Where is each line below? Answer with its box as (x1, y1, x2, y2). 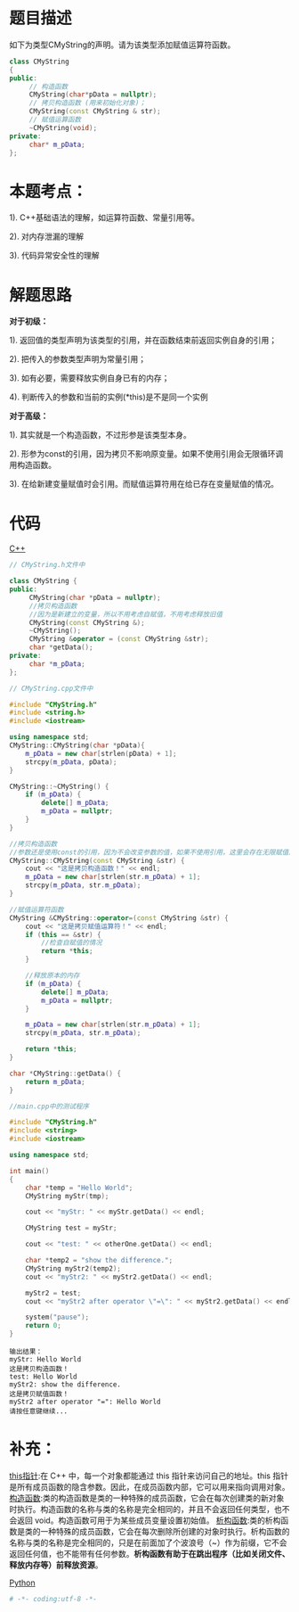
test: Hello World (9, 1372, 77, 1381)
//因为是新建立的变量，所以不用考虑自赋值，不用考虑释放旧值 (28, 610, 223, 619)
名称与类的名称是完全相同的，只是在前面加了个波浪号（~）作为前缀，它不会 (9, 1537, 287, 1548)
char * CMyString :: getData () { (9, 1069, 122, 1078)
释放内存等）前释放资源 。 (9, 1559, 103, 1570)
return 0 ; (25, 1321, 62, 1330)
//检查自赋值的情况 (41, 938, 102, 948)
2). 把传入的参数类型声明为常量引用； (9, 354, 147, 365)
